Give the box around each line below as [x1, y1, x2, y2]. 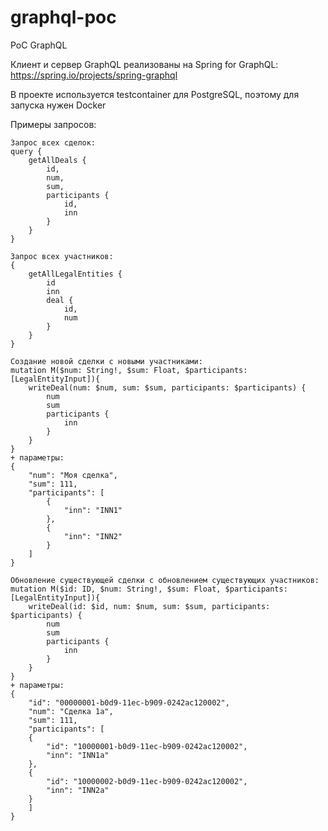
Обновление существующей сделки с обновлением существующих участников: [10, 575, 320, 585]
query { [10, 146, 43, 156]
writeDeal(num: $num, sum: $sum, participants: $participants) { [28, 382, 307, 393]
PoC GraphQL [10, 39, 68, 51]
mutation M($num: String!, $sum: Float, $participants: [10, 365, 248, 375]
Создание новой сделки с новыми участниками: [10, 356, 203, 366]
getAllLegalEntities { [28, 269, 123, 279]
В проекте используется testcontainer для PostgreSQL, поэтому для [10, 88, 300, 100]
